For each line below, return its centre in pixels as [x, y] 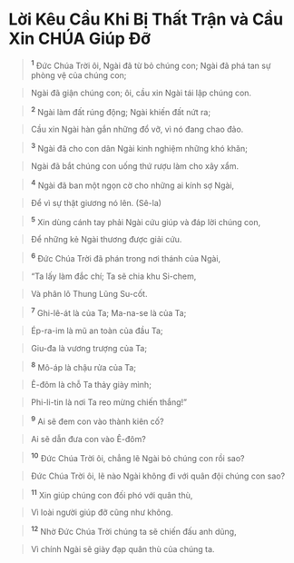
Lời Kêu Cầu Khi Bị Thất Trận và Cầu [146, 20]
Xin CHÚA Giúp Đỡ [80, 39]
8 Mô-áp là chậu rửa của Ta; [83, 366]
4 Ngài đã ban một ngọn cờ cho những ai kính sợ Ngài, [132, 184]
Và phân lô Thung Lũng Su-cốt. [89, 293]
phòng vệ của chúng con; [78, 75]
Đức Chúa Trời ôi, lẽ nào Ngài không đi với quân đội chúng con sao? [158, 476]
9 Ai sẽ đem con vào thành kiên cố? [97, 420]
